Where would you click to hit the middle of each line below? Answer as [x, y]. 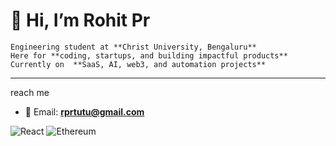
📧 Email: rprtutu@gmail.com [84, 111]
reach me [30, 92]
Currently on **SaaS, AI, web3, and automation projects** [138, 64]
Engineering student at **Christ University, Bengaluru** [133, 47]
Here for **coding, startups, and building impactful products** [149, 55]
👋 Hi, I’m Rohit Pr [80, 20]
